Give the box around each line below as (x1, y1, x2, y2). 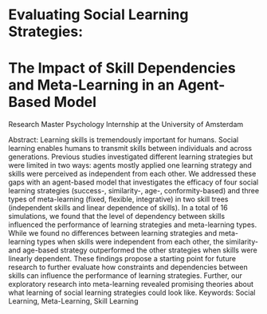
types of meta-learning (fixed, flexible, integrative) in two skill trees (8, 194, 229, 205)
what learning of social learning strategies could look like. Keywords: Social (8, 288, 257, 297)
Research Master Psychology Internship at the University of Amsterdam (8, 120, 244, 129)
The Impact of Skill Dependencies (8, 59, 237, 78)
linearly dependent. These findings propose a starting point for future (8, 254, 237, 264)
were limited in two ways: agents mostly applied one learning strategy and (8, 161, 253, 170)
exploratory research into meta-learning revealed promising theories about (8, 280, 253, 289)
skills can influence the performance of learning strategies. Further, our (8, 271, 243, 280)
